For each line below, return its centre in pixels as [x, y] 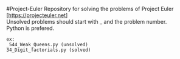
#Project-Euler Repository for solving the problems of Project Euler [90, 9]
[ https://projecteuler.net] [37, 15]
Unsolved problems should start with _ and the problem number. [87, 22]
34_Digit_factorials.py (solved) [49, 50]
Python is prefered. [30, 28]
